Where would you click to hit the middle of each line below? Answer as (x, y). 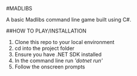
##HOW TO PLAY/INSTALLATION (46, 31)
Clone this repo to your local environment (64, 42)
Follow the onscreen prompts (50, 67)
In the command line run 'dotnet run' (59, 61)
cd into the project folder (44, 48)
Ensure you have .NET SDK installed (58, 54)
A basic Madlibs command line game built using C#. (69, 19)
